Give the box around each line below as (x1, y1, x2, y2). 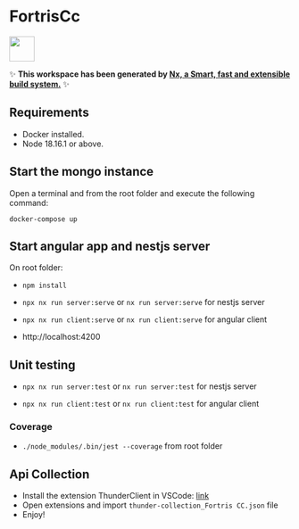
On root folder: (9, 262, 63, 273)
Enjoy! (21, 509, 46, 520)
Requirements (9, 105, 89, 120)
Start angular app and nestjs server (9, 238, 211, 253)
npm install (21, 281, 67, 291)
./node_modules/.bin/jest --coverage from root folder (21, 441, 223, 451)
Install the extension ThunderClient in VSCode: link (21, 491, 210, 501)
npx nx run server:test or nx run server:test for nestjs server (21, 381, 257, 392)
